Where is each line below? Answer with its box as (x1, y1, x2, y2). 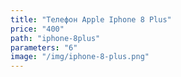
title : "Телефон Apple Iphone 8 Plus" (10, 14, 172, 25)
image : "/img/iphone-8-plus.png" (10, 52, 150, 62)
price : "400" (10, 24, 65, 34)
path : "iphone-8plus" (10, 33, 101, 43)
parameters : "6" (10, 42, 78, 53)
